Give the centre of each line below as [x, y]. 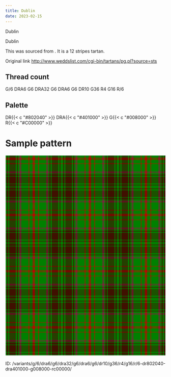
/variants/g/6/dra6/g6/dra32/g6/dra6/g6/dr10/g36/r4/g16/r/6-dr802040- [89, 364]
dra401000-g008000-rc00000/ [39, 369]
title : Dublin [20, 11]
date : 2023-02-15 [24, 16]
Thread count [27, 77]
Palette [17, 105]
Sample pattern [39, 143]
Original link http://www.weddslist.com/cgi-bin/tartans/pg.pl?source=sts [81, 61]
